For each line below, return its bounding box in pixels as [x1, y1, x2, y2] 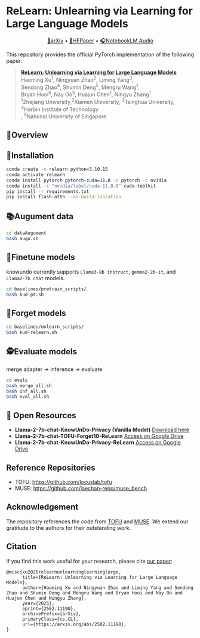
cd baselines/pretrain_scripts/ [6, 286, 87, 292]
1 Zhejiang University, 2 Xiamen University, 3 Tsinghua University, [20, 97, 175, 105]
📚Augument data [6, 211, 73, 222]
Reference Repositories [6, 462, 96, 473]
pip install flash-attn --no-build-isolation [6, 194, 121, 200]
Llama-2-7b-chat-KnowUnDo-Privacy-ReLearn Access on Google [14, 439, 181, 446]
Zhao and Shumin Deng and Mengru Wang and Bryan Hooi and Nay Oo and [6, 590, 183, 596]
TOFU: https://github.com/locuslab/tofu [14, 478, 112, 485]
